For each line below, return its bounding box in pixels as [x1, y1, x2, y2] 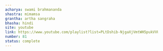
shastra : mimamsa [5, 12, 40, 17]
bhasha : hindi [5, 20, 34, 26]
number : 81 [5, 34, 27, 39]
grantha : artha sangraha [5, 16, 55, 21]
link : [5, 30, 16, 34]
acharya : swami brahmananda [5, 7, 62, 12]
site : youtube [5, 25, 34, 30]
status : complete [5, 39, 40, 44]
